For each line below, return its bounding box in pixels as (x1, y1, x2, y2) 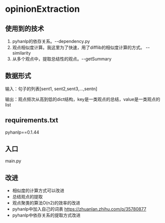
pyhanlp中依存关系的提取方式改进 (12, 212, 81, 218)
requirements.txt (5, 116, 59, 124)
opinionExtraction (5, 3, 80, 15)
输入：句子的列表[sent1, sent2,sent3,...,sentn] (5, 85, 98, 92)
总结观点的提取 (12, 194, 43, 200)
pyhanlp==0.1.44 (5, 129, 39, 135)
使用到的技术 (5, 24, 44, 33)
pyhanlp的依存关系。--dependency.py (12, 38, 90, 44)
